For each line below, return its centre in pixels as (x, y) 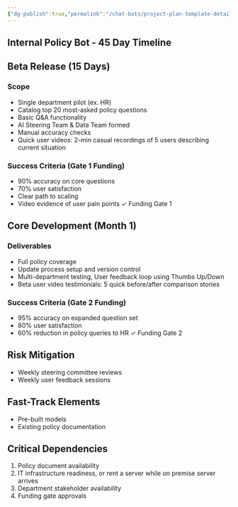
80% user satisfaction (50, 325)
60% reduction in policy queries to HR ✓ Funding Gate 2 (100, 333)
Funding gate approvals (52, 496)
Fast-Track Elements (54, 402)
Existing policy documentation (62, 426)
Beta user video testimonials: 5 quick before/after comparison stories (119, 284)
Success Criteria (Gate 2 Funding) (67, 302)
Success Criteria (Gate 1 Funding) (66, 166)
